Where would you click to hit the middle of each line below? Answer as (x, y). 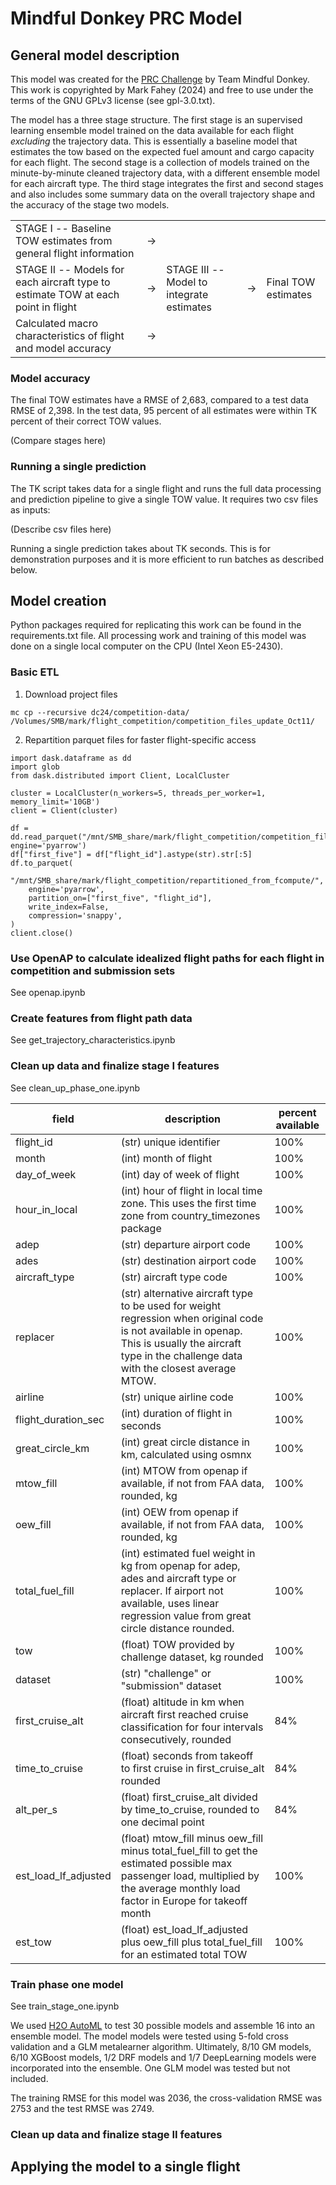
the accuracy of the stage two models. (90, 205)
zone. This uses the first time (188, 1203)
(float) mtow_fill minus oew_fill (192, 1838)
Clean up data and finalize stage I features (115, 1066)
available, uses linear (170, 1603)
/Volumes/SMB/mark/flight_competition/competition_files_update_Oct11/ (162, 721)
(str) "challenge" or (166, 1673)
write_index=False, (69, 907)
